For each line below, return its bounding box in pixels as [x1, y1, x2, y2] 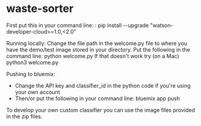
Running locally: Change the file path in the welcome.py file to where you [6, 40, 188, 47]
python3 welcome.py [6, 59, 59, 66]
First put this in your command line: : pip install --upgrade [6, 22, 149, 29]
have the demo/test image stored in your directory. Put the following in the [6, 46, 191, 53]
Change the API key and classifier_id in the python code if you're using [14, 82, 191, 89]
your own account [14, 88, 60, 95]
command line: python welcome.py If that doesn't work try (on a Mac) [6, 52, 179, 59]
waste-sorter [6, 2, 74, 16]
